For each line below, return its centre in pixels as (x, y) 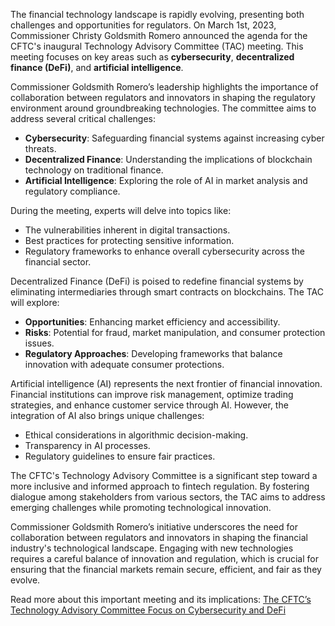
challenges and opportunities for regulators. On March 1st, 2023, (143, 25)
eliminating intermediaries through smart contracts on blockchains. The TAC (167, 292)
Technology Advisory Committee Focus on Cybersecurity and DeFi (148, 610)
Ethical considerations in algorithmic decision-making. (136, 435)
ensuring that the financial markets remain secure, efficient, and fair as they (166, 569)
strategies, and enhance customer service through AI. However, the (149, 405)
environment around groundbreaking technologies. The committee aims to (163, 108)
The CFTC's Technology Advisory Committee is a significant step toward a (164, 475)
